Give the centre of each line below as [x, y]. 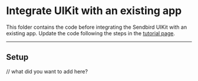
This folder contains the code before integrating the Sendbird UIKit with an [97, 27]
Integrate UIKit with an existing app [94, 11]
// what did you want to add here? [47, 71]
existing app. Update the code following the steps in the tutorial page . [91, 33]
